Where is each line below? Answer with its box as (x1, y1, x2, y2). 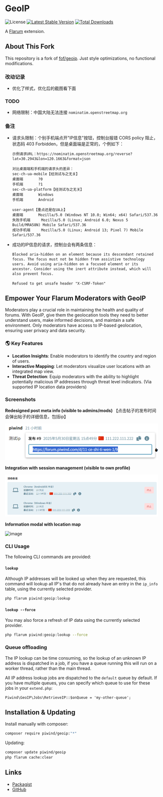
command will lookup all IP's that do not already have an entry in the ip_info (5, 581, 158, 587)
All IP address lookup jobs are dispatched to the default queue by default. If (5, 675, 157, 681)
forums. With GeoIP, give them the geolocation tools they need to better (5, 312, 149, 318)
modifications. (5, 60, 34, 66)
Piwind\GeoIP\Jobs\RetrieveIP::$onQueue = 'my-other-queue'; (5, 695, 131, 700)
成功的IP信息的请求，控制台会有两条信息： (12, 241, 97, 248)
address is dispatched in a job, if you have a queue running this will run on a (5, 660, 157, 666)
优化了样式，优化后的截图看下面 (12, 85, 76, 91)
